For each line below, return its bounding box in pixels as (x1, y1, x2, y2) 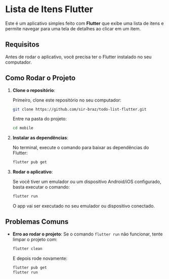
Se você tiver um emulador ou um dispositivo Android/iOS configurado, (12, 178, 161, 185)
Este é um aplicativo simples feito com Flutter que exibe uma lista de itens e (5, 20, 164, 26)
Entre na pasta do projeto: (12, 116, 67, 122)
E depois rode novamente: (12, 255, 68, 261)
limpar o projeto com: (12, 236, 57, 242)
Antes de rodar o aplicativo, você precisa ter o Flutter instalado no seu (5, 54, 152, 60)
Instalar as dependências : (12, 135, 68, 141)
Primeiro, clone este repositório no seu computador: (12, 97, 121, 103)
